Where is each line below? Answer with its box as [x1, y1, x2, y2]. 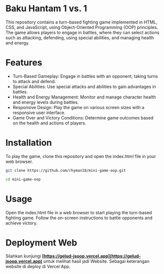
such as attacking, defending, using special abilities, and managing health [5, 35, 154, 41]
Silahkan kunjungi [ [5, 253, 44, 259]
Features [5, 57, 42, 68]
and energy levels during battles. [12, 99, 79, 105]
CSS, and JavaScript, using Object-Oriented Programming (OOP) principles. [5, 24, 158, 30]
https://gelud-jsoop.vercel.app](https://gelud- [43, 253, 141, 259]
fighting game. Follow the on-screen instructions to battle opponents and [5, 215, 153, 221]
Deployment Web [5, 237, 78, 248]
